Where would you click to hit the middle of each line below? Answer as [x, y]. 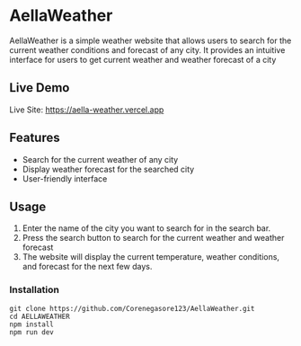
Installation [35, 290]
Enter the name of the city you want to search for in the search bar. [146, 228]
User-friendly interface [65, 178]
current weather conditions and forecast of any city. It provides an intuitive [147, 49]
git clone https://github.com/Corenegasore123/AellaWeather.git [132, 308]
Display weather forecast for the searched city [108, 169]
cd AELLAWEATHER [40, 316]
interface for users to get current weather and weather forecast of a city [143, 59]
